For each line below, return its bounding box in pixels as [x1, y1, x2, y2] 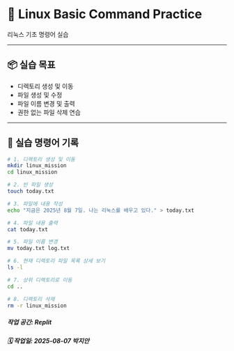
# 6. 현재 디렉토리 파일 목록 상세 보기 [7, 258, 106, 265]
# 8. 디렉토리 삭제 [7, 295, 55, 302]
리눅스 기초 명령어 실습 [7, 30, 69, 38]
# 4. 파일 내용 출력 [7, 219, 58, 226]
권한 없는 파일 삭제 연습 [17, 108, 81, 116]
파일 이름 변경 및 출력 [17, 99, 75, 107]
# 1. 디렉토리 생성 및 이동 [7, 156, 75, 163]
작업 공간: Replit [7, 318, 52, 327]
